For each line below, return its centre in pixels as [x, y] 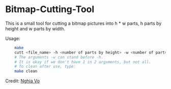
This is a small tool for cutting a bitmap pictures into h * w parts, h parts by [83, 23]
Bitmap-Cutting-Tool [50, 9]
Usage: [13, 38]
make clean [26, 71]
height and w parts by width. [35, 28]
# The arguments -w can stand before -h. [59, 57]
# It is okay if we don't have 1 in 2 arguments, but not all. [83, 62]
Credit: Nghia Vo [22, 81]
